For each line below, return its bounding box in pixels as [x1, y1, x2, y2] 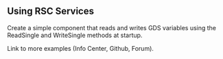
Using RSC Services [7, 5, 95, 17]
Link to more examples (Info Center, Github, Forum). [7, 44, 154, 52]
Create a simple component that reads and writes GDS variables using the [7, 23, 216, 32]
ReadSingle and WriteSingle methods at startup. [7, 31, 143, 39]
